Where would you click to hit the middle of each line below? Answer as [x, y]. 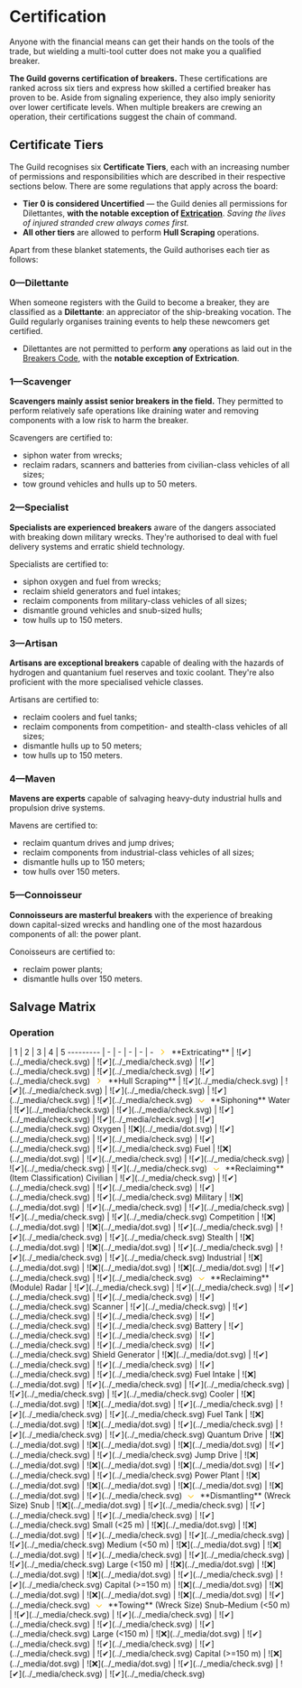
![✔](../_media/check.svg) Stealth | [174, 1238]
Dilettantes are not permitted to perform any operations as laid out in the [157, 348]
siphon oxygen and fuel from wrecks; [92, 581]
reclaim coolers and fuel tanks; [80, 717]
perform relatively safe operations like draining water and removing [134, 411]
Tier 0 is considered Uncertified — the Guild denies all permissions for [155, 203]
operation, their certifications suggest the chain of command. [123, 116]
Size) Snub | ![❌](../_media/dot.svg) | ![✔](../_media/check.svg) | [129, 1506]
